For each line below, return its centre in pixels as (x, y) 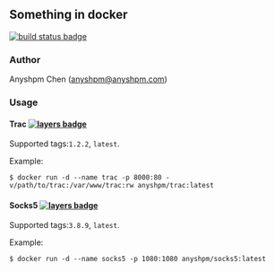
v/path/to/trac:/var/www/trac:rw (72, 186)
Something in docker (69, 15)
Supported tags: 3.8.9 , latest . (64, 225)
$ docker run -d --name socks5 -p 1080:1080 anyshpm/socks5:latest (138, 259)
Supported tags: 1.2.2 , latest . (64, 144)
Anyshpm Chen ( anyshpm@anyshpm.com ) (88, 79)
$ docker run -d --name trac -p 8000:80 (86, 178)
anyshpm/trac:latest (176, 186)
